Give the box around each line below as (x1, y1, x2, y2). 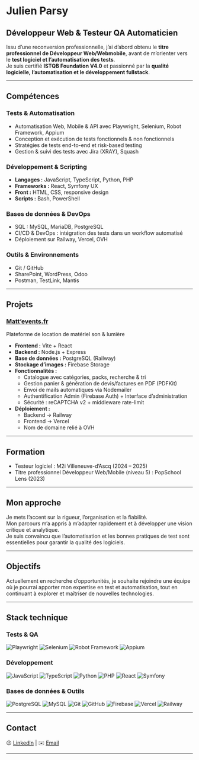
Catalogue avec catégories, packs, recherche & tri (23, 373, 146, 381)
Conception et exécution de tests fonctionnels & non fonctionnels (14, 135, 175, 142)
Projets (6, 299, 34, 309)
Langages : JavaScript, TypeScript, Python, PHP (14, 176, 134, 183)
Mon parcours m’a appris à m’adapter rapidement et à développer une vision (6, 520, 192, 527)
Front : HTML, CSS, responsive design (14, 189, 109, 196)
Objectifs (6, 561, 41, 571)
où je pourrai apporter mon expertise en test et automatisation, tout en (6, 583, 178, 590)
